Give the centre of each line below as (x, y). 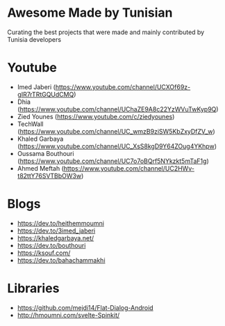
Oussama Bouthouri (45, 153)
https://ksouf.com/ (44, 253)
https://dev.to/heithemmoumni (60, 223)
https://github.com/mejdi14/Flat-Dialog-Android (85, 307)
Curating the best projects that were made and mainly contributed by (106, 32)
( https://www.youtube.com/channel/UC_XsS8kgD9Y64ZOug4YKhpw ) (117, 146)
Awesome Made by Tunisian (90, 13)
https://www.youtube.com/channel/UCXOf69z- (123, 87)
